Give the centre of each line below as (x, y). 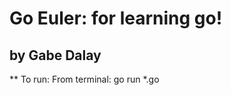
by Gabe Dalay (55, 55)
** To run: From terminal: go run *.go (84, 79)
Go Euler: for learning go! (116, 18)
